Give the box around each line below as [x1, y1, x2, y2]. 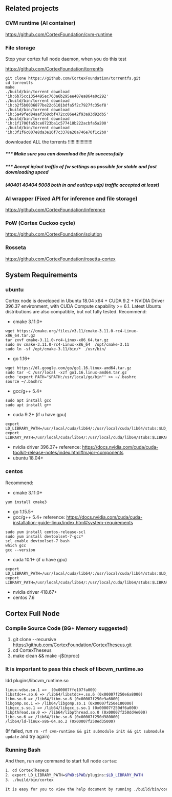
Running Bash [5, 746, 41, 753]
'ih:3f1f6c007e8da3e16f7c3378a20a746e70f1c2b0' [5, 130, 109, 135]
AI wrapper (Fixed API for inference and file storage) [5, 195, 138, 202]
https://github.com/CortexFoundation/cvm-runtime [5, 31, 113, 38]
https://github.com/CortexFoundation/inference [5, 207, 105, 213]
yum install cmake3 [5, 499, 47, 505]
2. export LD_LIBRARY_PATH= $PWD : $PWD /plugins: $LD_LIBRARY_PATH [5, 772, 143, 777]
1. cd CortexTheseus [5, 768, 50, 773]
